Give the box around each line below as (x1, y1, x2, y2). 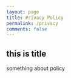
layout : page (6, 9, 39, 15)
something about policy (6, 65, 66, 72)
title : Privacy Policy (6, 15, 64, 21)
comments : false (6, 26, 47, 32)
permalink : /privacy (6, 20, 59, 26)
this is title (6, 48, 47, 58)
